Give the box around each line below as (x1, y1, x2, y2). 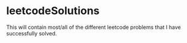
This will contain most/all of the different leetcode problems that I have (6, 24, 182, 31)
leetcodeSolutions (6, 4, 100, 18)
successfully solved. (6, 29, 57, 37)
